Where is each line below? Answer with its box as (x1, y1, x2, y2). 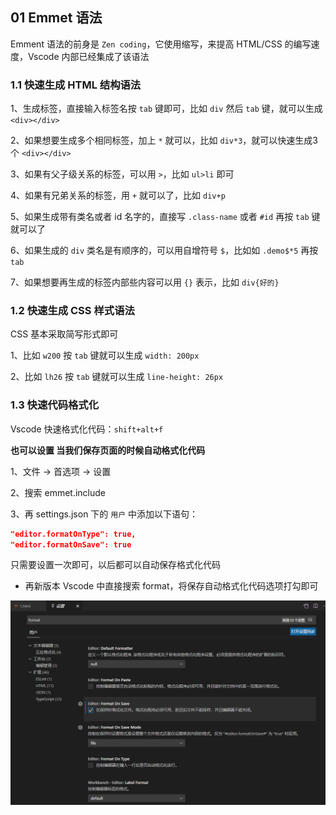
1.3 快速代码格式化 (10, 398, 100, 412)
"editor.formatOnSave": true (10, 539, 132, 550)
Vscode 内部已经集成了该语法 (27, 50, 150, 62)
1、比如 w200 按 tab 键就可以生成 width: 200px (10, 349, 200, 362)
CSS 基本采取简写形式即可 (10, 328, 119, 340)
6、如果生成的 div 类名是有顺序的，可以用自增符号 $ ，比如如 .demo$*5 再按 (10, 244, 319, 257)
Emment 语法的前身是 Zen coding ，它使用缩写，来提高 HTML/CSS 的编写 (10, 38, 312, 50)
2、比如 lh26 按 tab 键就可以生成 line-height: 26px (10, 371, 224, 383)
